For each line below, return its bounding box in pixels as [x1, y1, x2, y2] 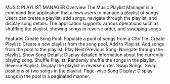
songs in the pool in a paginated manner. [5, 73, 90, 79]
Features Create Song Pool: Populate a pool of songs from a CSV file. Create [5, 35, 165, 41]
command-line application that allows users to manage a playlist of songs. [5, 10, 160, 16]
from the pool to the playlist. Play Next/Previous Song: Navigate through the [5, 47, 163, 52]
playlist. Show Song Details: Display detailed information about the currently [5, 52, 163, 58]
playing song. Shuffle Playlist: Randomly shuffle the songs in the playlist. [5, 57, 156, 63]
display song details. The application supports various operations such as [5, 20, 159, 26]
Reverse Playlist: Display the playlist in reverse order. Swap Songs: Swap [5, 63, 157, 68]
